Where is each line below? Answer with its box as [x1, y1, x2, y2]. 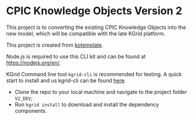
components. [14, 107, 47, 114]
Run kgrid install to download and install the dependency [14, 100, 159, 108]
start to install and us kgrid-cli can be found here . [6, 77, 126, 84]
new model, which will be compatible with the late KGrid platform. [6, 30, 166, 37]
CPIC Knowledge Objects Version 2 [6, 4, 182, 18]
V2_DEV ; [14, 95, 32, 102]
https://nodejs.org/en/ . [6, 59, 61, 66]
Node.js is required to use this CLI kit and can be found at [6, 53, 146, 60]
